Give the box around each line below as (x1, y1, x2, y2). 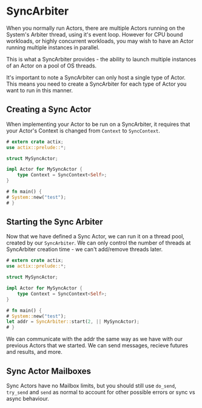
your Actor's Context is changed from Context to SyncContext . (6, 126, 161, 134)
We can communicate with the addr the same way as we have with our (6, 336, 183, 343)
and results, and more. (6, 348, 62, 356)
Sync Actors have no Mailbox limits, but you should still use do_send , (6, 382, 177, 389)
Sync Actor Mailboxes (6, 366, 92, 376)
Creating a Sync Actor (6, 105, 92, 115)
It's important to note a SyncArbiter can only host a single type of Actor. (6, 74, 186, 81)
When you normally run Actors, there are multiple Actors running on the (6, 24, 185, 32)
